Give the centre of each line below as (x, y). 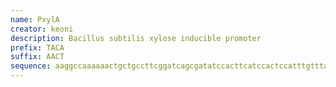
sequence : (31, 66)
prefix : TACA (37, 47)
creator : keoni (42, 29)
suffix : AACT (37, 57)
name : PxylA (35, 19)
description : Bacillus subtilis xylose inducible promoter (136, 38)
